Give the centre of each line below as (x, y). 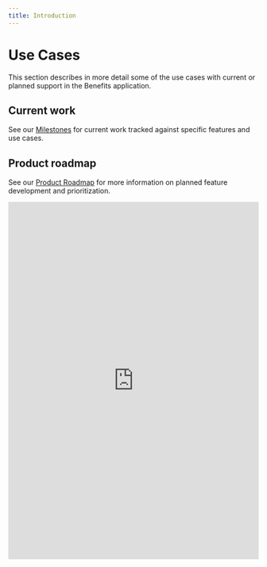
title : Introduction (43, 16)
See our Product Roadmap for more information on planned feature (118, 182)
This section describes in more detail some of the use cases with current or (132, 77)
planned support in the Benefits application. (80, 85)
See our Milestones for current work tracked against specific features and (129, 130)
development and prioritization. (60, 191)
